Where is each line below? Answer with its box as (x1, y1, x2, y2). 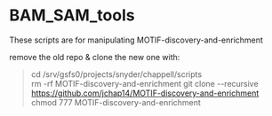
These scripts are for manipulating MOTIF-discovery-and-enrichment (9, 35, 264, 45)
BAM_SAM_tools (9, 5, 135, 26)
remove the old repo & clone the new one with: (9, 51, 180, 62)
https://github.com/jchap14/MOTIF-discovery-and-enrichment (30, 88, 260, 98)
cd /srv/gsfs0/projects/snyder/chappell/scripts (30, 68, 203, 80)
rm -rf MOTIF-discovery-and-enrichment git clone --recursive (30, 78, 260, 89)
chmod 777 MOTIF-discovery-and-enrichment (30, 97, 202, 107)
